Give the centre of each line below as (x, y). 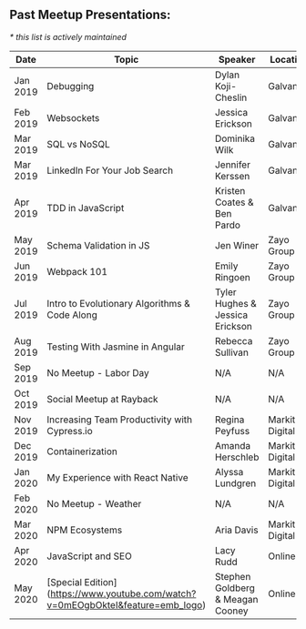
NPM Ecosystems (85, 530)
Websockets (73, 117)
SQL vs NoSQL (79, 144)
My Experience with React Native (117, 477)
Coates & (234, 202)
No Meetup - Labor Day (98, 372)
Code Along (72, 315)
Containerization (82, 451)
